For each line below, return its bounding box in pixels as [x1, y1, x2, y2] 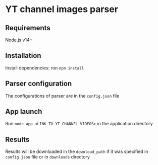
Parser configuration [5, 79, 72, 88]
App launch [5, 107, 42, 116]
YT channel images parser [5, 4, 119, 15]
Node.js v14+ [5, 37, 33, 43]
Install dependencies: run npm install [5, 64, 84, 71]
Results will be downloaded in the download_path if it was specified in [5, 148, 148, 154]
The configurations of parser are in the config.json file [5, 93, 120, 99]
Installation [5, 51, 41, 60]
